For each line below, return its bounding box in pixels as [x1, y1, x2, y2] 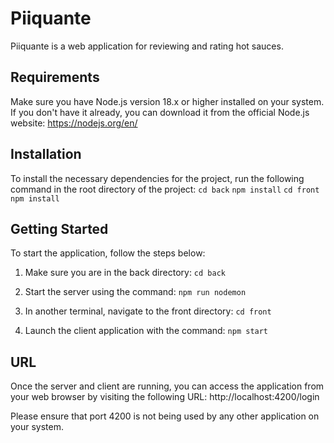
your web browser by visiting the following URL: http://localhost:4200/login [10, 391, 320, 403]
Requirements [10, 69, 100, 86]
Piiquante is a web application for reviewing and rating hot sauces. [10, 40, 284, 52]
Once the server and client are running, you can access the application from [10, 380, 325, 392]
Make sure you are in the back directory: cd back [24, 267, 226, 279]
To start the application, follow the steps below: [10, 247, 206, 259]
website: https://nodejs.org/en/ [10, 117, 138, 129]
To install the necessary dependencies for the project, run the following [10, 172, 305, 184]
